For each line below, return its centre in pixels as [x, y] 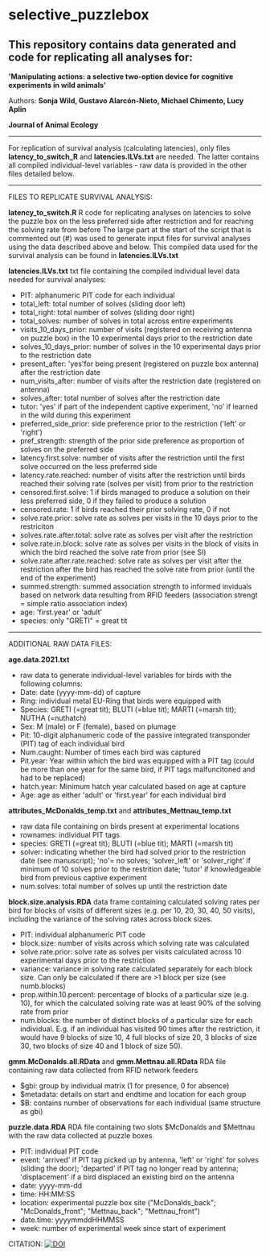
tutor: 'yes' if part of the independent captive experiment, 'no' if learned [139, 406]
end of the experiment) [58, 578]
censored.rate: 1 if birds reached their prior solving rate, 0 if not [125, 509]
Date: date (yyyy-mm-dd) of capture [80, 692]
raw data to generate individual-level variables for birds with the [126, 675]
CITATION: [26, 1244]
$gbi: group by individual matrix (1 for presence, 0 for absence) [125, 1085]
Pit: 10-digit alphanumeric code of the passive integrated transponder [135, 735]
